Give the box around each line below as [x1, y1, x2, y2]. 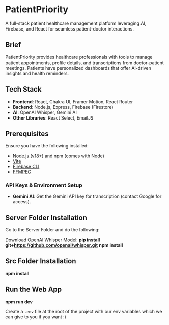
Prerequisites [5, 129, 49, 138]
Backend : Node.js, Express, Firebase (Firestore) [12, 104, 114, 110]
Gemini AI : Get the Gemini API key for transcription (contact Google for [12, 193, 162, 199]
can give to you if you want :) [5, 314, 66, 320]
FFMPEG [12, 169, 32, 175]
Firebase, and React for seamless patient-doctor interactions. [5, 25, 134, 32]
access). [12, 198, 31, 204]
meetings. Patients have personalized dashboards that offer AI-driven [5, 65, 151, 71]
